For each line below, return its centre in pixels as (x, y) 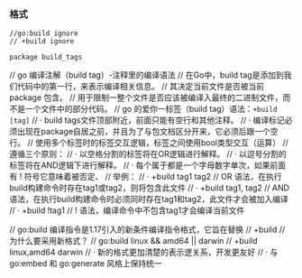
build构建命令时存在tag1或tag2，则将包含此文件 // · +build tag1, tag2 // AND (150, 188)
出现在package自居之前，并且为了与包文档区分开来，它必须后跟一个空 (147, 132)
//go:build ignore (44, 33)
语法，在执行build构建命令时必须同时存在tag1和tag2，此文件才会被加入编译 (149, 199)
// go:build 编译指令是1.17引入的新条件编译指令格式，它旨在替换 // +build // (147, 230)
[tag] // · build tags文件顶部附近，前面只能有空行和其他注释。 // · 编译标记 (147, 120)
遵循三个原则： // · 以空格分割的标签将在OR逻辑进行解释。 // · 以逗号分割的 (148, 154)
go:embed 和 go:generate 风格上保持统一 (86, 264)
